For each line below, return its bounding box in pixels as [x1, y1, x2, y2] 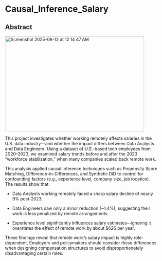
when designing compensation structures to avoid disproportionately [5, 245, 144, 251]
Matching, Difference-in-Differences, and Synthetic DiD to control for [5, 171, 144, 176]
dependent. [5, 240, 28, 245]
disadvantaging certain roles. [5, 250, 64, 256]
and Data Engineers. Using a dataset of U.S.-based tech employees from [5, 146, 151, 152]
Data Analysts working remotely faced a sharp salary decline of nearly [12, 191, 153, 196]
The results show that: [5, 181, 50, 187]
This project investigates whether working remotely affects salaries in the [5, 135, 152, 141]
